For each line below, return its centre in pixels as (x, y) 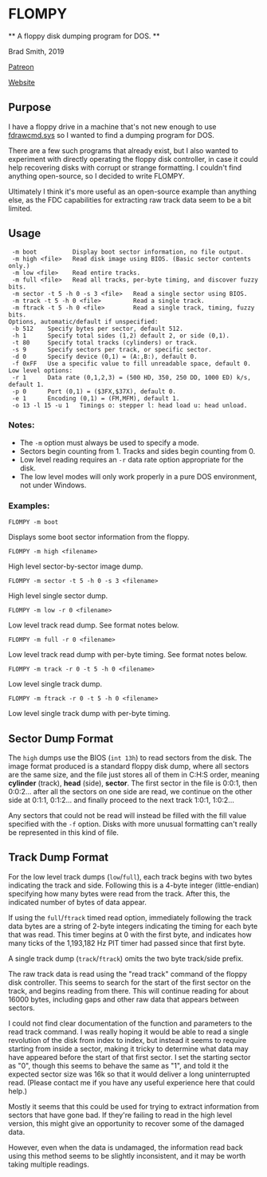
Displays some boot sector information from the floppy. (99, 537)
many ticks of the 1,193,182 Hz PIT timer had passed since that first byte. (127, 943)
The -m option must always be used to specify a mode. (109, 443)
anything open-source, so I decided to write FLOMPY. (96, 175)
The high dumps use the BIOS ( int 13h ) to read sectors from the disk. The (130, 758)
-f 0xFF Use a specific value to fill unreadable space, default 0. (131, 364)
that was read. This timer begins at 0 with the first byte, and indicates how (130, 935)
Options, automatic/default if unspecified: (83, 321)
